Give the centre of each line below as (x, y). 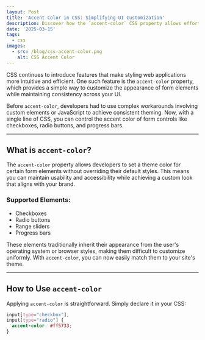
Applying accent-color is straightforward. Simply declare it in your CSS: (96, 303)
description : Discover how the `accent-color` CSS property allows (94, 23)
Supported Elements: (38, 200)
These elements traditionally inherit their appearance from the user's (93, 244)
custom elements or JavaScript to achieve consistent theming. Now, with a (100, 112)
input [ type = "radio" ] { (35, 321)
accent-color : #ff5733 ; (42, 326)
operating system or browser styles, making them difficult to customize (96, 251)
